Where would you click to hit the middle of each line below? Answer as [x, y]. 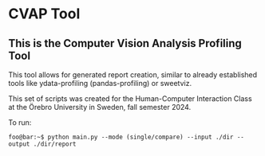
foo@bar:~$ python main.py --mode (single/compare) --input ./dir [121, 137]
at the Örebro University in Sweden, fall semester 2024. [100, 107]
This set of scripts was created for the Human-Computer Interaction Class [131, 99]
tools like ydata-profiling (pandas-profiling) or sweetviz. [100, 83]
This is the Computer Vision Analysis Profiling [125, 43]
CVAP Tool [44, 14]
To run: [20, 123]
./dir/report [55, 144]
